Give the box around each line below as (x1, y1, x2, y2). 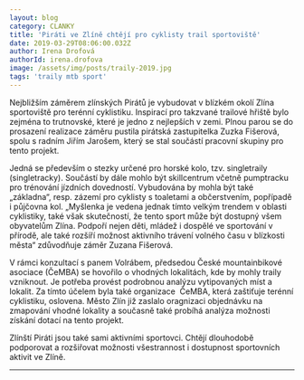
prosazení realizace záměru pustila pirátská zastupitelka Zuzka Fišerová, (9, 126, 280, 137)
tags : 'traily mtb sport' (9, 72, 107, 81)
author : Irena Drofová (9, 47, 95, 56)
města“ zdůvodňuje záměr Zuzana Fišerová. (9, 239, 174, 250)
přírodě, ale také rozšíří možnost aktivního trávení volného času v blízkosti (9, 230, 285, 241)
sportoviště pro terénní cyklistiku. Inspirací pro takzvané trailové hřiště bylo (9, 106, 290, 118)
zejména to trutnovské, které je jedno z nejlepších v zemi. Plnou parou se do (9, 116, 294, 127)
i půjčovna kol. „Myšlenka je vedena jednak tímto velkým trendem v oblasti (9, 201, 288, 212)
